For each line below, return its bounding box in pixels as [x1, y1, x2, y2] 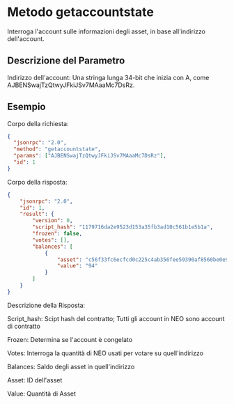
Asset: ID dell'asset [7, 375, 63, 384]
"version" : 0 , [32, 217, 73, 224]
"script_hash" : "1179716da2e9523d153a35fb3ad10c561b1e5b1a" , [32, 224, 214, 231]
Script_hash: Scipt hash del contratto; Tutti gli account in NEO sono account [7, 314, 225, 323]
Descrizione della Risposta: [7, 301, 86, 309]
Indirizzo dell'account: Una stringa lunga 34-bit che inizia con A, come [7, 73, 210, 81]
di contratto [7, 322, 40, 330]
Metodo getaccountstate [7, 4, 155, 20]
